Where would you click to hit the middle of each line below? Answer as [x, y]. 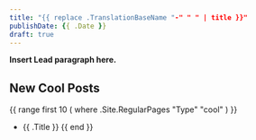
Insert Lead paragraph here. [63, 60]
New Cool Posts [55, 87]
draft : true [32, 34]
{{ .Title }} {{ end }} [58, 127]
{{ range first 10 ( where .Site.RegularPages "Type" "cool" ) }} [123, 109]
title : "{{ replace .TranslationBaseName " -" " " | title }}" [128, 17]
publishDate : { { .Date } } [58, 26]
